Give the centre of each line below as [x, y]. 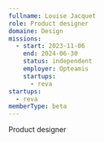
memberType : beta [38, 106]
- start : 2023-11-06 [50, 46]
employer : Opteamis [56, 69]
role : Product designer [49, 24]
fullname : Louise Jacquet [52, 16]
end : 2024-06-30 [51, 54]
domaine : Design [36, 31]
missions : [25, 39]
